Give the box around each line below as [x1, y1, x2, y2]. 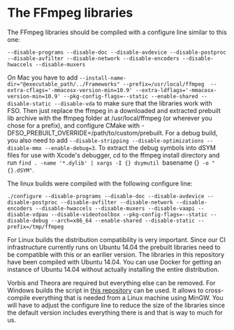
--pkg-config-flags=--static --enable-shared [63, 93, 198, 100]
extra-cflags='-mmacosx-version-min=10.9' [7, 87, 133, 93]
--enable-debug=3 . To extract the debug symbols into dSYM [44, 143, 217, 151]
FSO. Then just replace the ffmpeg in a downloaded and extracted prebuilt [7, 106, 221, 114]
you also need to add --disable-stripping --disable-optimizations [7, 136, 204, 144]
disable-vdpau [7, 211, 49, 218]
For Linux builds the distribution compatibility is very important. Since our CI [7, 235, 226, 243]
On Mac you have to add [7, 73, 78, 82]
